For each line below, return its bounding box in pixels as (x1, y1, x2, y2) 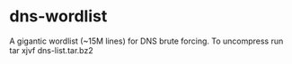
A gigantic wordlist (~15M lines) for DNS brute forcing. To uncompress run (9, 36, 284, 46)
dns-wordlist (9, 6, 108, 27)
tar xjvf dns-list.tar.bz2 (9, 44, 93, 55)
